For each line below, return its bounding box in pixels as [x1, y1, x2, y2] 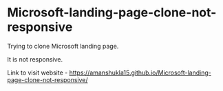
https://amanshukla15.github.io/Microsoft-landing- [69, 68, 211, 77]
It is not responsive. [7, 55, 63, 63]
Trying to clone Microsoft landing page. [7, 42, 119, 50]
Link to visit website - [7, 68, 68, 77]
